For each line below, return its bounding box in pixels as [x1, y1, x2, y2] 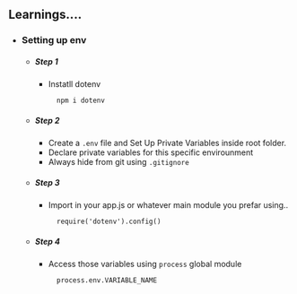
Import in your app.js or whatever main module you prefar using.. [48, 200, 289, 211]
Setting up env [21, 34, 87, 47]
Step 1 [34, 56, 59, 66]
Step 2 [34, 115, 60, 125]
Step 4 [34, 236, 60, 246]
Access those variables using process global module [48, 259, 242, 270]
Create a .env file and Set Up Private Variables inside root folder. [48, 138, 287, 149]
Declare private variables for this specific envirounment [48, 147, 254, 158]
